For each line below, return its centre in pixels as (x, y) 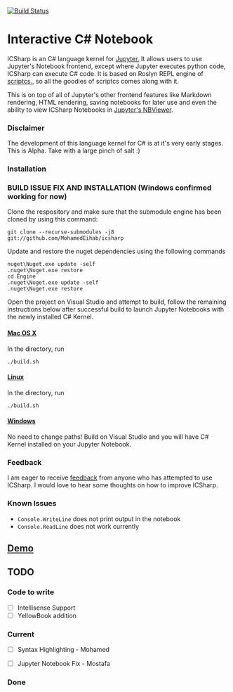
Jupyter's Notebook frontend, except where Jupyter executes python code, (116, 66)
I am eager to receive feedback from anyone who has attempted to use (110, 478)
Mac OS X (22, 333)
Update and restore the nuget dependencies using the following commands (116, 251)
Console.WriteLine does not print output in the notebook (99, 519)
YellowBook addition (47, 615)
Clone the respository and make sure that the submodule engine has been (114, 212)
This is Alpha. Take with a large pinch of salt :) (74, 150)
